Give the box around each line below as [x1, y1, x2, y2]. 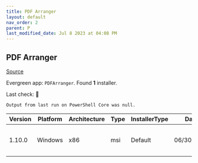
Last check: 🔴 [6, 91, 39, 98]
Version [9, 115, 32, 123]
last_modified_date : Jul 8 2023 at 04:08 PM [6, 31, 117, 36]
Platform [37, 115, 63, 123]
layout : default [6, 14, 46, 20]
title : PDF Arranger [6, 8, 57, 15]
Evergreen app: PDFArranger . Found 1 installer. [6, 79, 118, 86]
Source [6, 68, 24, 75]
